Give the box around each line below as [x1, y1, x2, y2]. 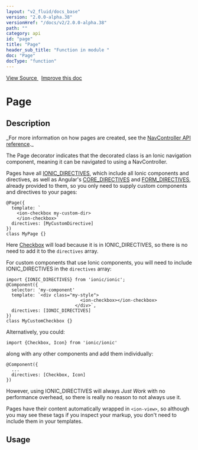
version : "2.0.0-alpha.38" [6, 14, 73, 20]
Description [6, 119, 50, 129]
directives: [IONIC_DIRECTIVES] [11, 308, 92, 314]
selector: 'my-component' [11, 287, 76, 293]
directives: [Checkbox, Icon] [11, 371, 86, 378]
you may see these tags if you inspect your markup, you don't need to [6, 411, 177, 418]
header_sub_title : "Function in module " [6, 47, 110, 53]
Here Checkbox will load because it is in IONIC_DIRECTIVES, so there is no [6, 241, 188, 248]
